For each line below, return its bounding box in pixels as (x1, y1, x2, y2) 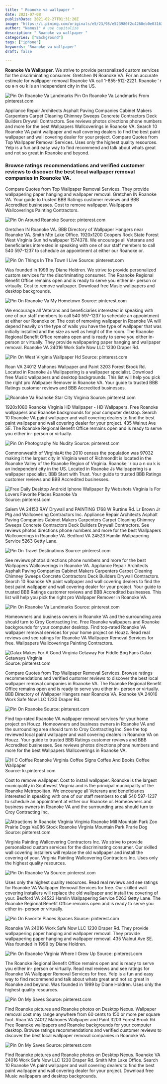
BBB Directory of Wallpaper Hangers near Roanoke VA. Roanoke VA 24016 (5, 691, 158, 697)
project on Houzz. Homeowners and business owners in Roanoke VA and (5, 721, 155, 727)
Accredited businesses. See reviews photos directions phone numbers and (5, 742, 159, 748)
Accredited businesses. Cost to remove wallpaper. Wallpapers (5, 202, 133, 208)
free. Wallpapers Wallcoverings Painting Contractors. (5, 640, 114, 646)
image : (5, 21, 19, 26)
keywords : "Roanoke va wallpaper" (5, 44, 77, 49)
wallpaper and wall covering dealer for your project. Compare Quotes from (5, 134, 158, 140)
